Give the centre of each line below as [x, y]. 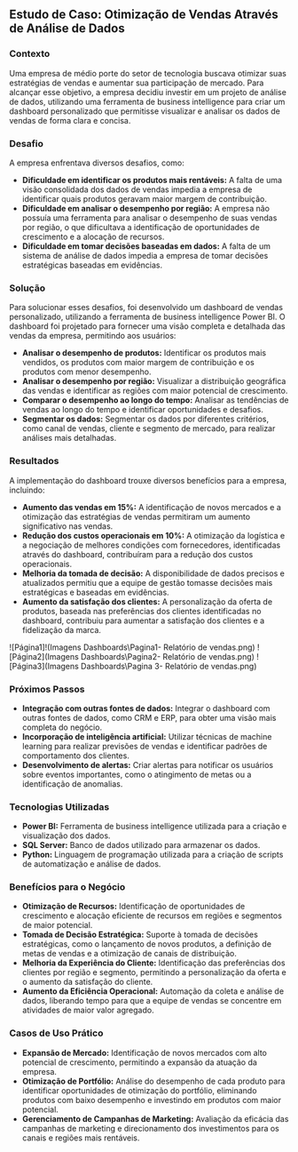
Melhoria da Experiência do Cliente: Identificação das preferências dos [153, 963]
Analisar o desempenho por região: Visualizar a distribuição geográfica [154, 381]
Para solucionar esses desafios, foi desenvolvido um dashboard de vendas [146, 308]
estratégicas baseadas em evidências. [92, 265]
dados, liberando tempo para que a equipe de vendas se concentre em [152, 1001]
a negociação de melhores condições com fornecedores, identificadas [151, 545]
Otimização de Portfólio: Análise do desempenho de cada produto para [153, 1081]
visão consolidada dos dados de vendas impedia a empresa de [137, 189]
